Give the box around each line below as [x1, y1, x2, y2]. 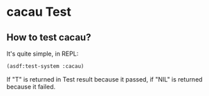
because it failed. [6, 82, 56, 91]
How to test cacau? [6, 32, 91, 43]
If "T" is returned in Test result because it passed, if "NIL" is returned [6, 75, 203, 83]
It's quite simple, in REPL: [6, 49, 79, 58]
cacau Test [6, 4, 72, 20]
